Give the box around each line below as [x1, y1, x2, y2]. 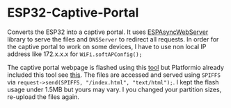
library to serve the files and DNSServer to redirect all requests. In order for [7, 35, 219, 43]
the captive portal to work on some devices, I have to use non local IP [7, 42, 207, 51]
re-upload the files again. [7, 92, 80, 101]
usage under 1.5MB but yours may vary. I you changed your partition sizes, [7, 85, 222, 93]
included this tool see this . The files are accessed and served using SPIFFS [7, 71, 221, 79]
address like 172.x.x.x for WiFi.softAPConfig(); [7, 50, 143, 58]
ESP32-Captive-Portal [7, 5, 139, 21]
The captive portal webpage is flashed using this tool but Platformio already [7, 63, 225, 71]
